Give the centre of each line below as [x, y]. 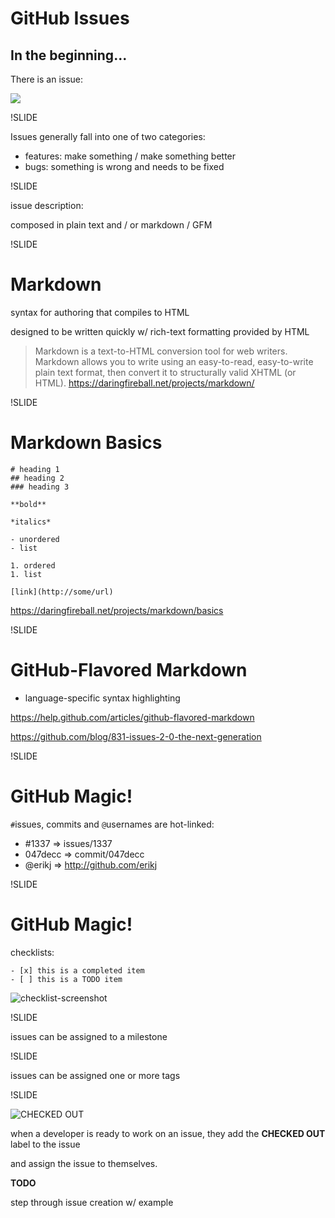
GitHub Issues [70, 18]
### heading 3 [40, 487]
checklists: [32, 952]
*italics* [31, 522]
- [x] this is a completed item [77, 970]
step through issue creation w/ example [92, 1202]
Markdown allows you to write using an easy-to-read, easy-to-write [174, 361]
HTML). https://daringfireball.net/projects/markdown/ [144, 383]
